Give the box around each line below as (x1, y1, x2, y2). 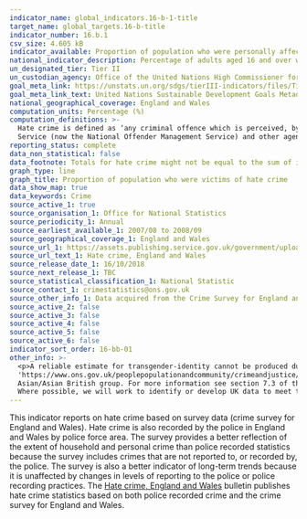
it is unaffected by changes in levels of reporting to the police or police (9, 471, 276, 482)
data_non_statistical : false (9, 149, 121, 158)
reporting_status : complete (9, 141, 117, 150)
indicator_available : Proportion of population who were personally (9, 48, 276, 57)
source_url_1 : (9, 243, 64, 252)
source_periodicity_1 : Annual (9, 217, 125, 227)
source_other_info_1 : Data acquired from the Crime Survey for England (9, 293, 288, 302)
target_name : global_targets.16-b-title (9, 22, 166, 31)
